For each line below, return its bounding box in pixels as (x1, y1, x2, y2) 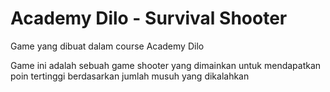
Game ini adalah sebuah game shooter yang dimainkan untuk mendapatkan (10, 59, 322, 71)
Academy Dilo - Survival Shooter (10, 7, 288, 30)
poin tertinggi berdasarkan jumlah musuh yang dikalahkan (10, 70, 250, 82)
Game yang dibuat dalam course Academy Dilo (10, 40, 205, 52)
